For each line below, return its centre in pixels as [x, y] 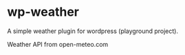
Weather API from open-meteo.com [58, 44]
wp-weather [43, 12]
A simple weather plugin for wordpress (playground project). [93, 31]
